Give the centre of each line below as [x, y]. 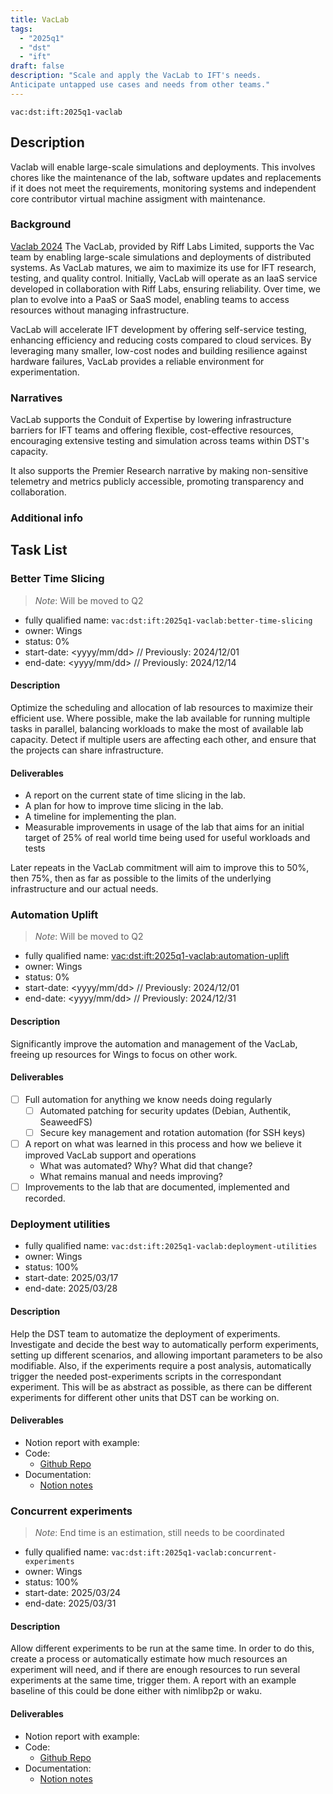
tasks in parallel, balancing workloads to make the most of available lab [157, 728]
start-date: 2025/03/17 [71, 1278]
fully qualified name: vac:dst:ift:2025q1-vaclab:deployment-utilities [171, 1246]
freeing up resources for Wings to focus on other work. [124, 1054]
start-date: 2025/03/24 [73, 1593]
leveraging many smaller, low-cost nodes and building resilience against [159, 350]
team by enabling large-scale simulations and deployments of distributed [161, 257]
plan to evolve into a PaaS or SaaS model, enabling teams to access [150, 299]
